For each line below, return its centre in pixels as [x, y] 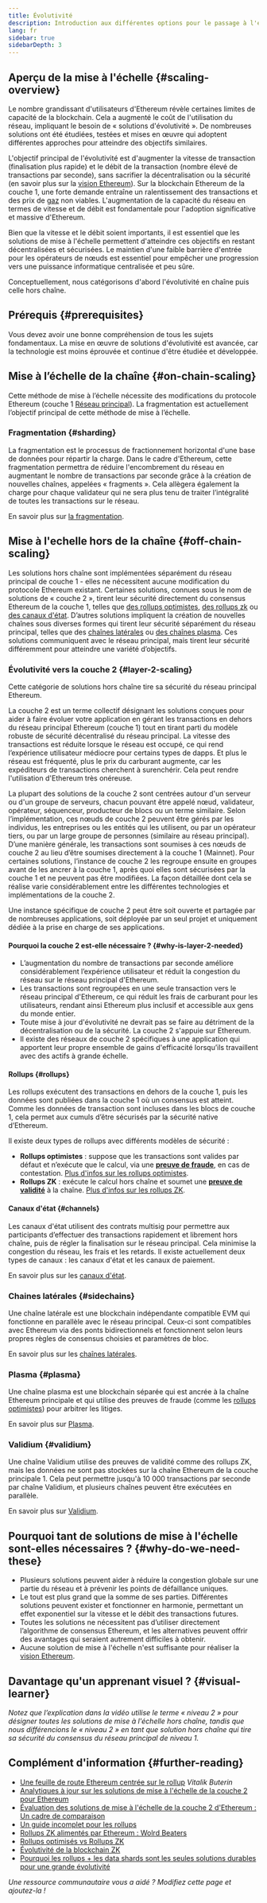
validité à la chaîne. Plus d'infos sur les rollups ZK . [102, 1190]
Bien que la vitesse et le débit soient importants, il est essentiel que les [124, 232]
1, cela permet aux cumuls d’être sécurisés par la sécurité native [113, 1117]
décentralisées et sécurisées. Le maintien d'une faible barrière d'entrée [125, 249]
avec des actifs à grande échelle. [74, 1056]
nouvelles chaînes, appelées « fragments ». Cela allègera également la [124, 484]
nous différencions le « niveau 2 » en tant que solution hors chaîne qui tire [130, 1730]
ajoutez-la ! [27, 1890]
